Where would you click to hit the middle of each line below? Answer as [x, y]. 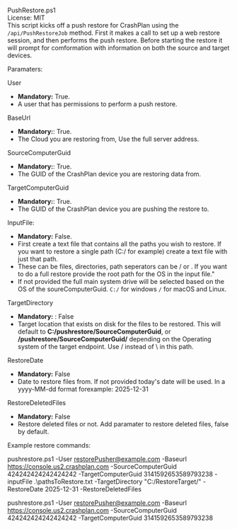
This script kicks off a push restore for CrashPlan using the [93, 25]
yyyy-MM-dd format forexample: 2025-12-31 [83, 389]
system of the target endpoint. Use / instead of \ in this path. [105, 347]
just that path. [38, 259]
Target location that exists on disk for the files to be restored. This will [119, 324]
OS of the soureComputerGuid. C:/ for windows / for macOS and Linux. [122, 289]
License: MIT [26, 18]
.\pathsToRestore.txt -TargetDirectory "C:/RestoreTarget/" [118, 482]
